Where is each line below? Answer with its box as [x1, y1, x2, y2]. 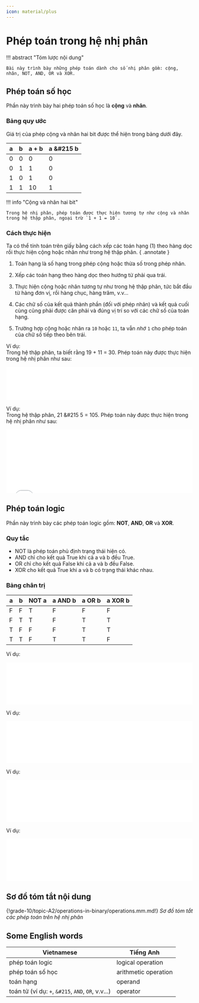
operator [116, 987, 141, 995]
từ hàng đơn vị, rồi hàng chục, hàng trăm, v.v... [14, 289, 129, 296]
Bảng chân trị [6, 581, 46, 589]
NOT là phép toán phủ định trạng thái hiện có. [14, 548, 127, 555]
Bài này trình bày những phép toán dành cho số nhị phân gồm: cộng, [6, 65, 179, 71]
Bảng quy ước [6, 117, 47, 125]
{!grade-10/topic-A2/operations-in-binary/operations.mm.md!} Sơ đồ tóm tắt [6, 907, 193, 915]
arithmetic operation [116, 968, 173, 976]
